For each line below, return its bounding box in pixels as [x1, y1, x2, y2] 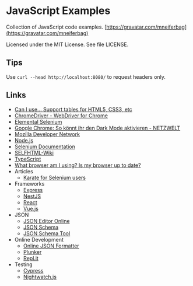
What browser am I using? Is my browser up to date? [14, 162, 141, 169]
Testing [14, 261, 33, 268]
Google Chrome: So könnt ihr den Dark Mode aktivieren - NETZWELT [14, 124, 181, 131]
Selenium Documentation [14, 143, 76, 150]
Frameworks [14, 180, 45, 187]
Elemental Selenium [14, 118, 62, 125]
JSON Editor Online [23, 217, 70, 224]
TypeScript [14, 155, 41, 162]
